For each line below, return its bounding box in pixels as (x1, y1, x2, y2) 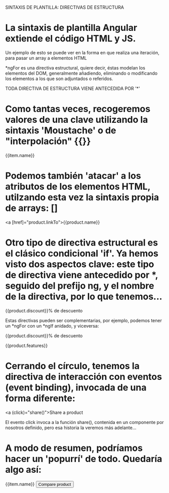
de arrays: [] (5, 202, 58, 214)
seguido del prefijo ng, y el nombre (5, 280, 154, 291)
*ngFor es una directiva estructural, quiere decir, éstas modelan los (5, 64, 146, 71)
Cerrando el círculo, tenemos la (5, 360, 140, 372)
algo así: (5, 464, 42, 475)
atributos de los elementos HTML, (5, 181, 151, 192)
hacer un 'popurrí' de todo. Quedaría (5, 453, 162, 465)
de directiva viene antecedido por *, (5, 269, 158, 280)
